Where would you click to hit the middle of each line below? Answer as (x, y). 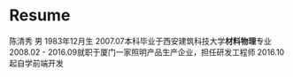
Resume (40, 15)
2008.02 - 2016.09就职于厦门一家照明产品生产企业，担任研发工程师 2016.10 (147, 52)
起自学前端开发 (36, 63)
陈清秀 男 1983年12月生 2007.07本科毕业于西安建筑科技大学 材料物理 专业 (140, 41)
